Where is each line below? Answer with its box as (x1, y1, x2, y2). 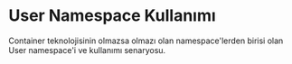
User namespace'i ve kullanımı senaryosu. (8, 44, 166, 55)
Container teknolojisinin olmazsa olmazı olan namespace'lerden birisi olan (8, 35, 284, 46)
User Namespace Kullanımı (8, 5, 216, 26)
